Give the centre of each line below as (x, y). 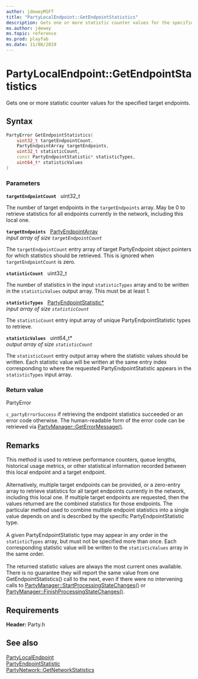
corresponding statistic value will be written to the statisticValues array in (97, 548)
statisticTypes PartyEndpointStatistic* (55, 303)
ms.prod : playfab (27, 39)
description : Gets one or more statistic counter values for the (88, 22)
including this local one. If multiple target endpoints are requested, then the (97, 497)
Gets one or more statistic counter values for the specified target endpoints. (98, 103)
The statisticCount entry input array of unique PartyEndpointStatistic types (98, 321)
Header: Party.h (26, 624)
